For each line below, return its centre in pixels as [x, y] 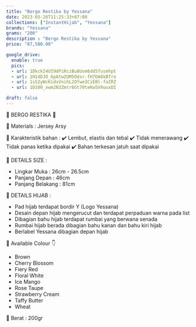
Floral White [29, 275]
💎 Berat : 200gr [25, 318]
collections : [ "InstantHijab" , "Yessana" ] [59, 22]
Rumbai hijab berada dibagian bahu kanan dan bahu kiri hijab [88, 225]
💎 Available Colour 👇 [31, 243]
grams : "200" [22, 33]
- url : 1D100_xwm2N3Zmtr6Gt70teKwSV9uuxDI [64, 88]
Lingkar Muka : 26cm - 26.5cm [52, 171]
